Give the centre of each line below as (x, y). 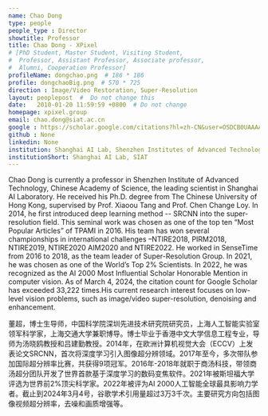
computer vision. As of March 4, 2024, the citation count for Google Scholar (133, 282)
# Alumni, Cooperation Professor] (67, 68)
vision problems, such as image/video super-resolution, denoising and (141, 299)
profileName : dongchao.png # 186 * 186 (77, 75)
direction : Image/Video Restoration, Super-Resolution (103, 90)
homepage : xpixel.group (48, 113)
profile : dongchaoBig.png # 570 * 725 (75, 82)
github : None (32, 134)
